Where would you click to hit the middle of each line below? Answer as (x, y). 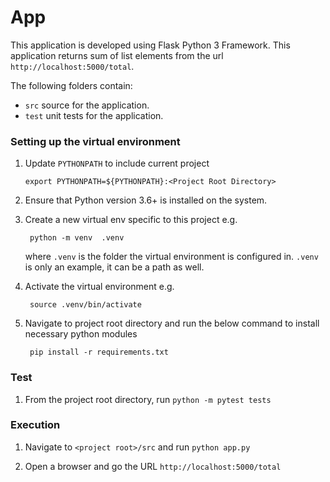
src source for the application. (87, 105)
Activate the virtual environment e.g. (99, 287)
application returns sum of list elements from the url (117, 55)
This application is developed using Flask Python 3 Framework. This (150, 45)
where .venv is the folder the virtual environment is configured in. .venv (171, 257)
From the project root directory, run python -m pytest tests (148, 399)
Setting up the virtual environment (95, 141)
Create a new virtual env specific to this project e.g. (131, 220)
